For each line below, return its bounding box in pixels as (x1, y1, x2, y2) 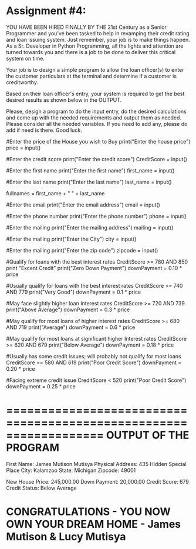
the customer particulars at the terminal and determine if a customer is (6, 72, 177, 79)
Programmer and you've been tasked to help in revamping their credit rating (6, 29, 190, 36)
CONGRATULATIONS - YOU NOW (6, 505, 171, 518)
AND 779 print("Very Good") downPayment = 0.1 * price (6, 288, 141, 295)
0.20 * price (6, 365, 35, 372)
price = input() (6, 144, 41, 151)
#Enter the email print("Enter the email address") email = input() (6, 201, 160, 208)
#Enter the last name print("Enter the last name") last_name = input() (6, 178, 172, 185)
